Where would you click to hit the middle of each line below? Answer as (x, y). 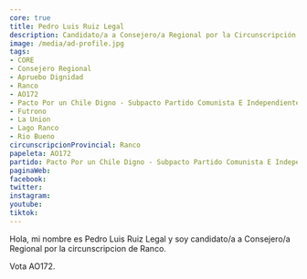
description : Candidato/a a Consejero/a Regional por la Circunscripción (153, 35)
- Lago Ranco (34, 129)
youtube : (26, 205)
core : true (30, 18)
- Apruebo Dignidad (47, 77)
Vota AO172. (32, 266)
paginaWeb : (30, 170)
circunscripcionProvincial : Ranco (75, 145)
